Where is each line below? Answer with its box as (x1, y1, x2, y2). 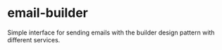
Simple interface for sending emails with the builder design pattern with (7, 28, 215, 37)
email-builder (7, 5, 88, 21)
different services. (7, 35, 61, 44)
